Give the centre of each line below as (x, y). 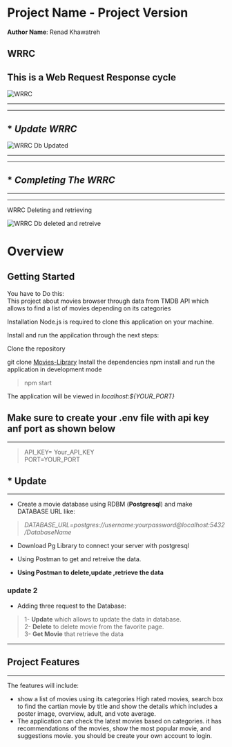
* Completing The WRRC (61, 181)
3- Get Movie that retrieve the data (74, 634)
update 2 (22, 590)
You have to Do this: (36, 293)
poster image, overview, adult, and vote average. (87, 713)
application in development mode (55, 369)
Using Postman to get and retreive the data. (79, 559)
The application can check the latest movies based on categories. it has (119, 721)
